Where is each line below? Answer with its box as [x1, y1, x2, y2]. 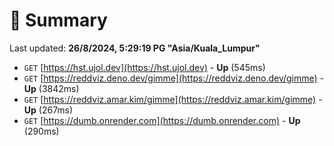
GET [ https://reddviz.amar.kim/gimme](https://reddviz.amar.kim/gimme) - [23, 93, 323, 105]
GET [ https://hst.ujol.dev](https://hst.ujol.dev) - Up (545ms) [23, 61, 266, 73]
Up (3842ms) [23, 82, 80, 94]
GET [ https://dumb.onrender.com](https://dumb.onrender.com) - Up [23, 114, 301, 126]
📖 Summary [9, 9, 108, 32]
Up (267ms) [23, 104, 74, 116]
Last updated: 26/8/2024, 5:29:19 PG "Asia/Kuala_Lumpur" [9, 42, 261, 54]
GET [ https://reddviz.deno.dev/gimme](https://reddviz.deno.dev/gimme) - [23, 72, 325, 84]
